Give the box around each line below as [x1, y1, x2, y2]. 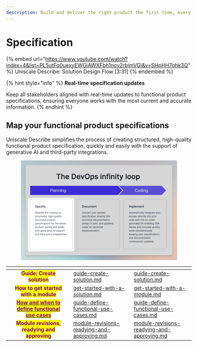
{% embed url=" [6, 55, 46, 62]
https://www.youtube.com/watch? [45, 55, 128, 62]
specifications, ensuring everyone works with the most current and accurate [6, 97, 192, 104]
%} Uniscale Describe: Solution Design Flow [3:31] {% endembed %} [6, 68, 174, 75]
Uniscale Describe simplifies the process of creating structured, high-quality [6, 136, 192, 143]
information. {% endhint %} [6, 103, 72, 111]
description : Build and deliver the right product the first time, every [6, 9, 192, 15]
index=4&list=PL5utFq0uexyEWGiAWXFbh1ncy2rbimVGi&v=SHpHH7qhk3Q [6, 61, 189, 69]
